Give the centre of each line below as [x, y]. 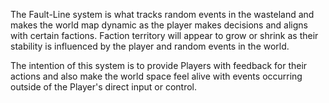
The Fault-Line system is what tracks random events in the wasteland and [162, 14]
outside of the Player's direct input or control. [103, 87]
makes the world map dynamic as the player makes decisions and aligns [159, 25]
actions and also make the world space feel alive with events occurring [156, 76]
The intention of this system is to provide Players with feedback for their [159, 65]
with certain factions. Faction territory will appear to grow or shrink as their [164, 35]
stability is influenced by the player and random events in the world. [150, 46]
